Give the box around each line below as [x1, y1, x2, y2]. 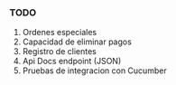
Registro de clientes [22, 46, 97, 57]
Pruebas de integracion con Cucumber [22, 65, 167, 76]
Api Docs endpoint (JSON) [22, 56, 122, 67]
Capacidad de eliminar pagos [22, 36, 133, 47]
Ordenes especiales [22, 27, 97, 38]
